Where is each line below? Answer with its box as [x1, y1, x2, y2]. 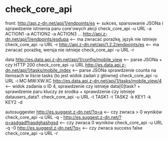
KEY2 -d [5, 99, 23, 105]
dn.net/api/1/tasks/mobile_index [5, 67, 71, 73]
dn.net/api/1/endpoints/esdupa [5, 36, 69, 42]
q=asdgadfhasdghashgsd [5, 119, 59, 125]
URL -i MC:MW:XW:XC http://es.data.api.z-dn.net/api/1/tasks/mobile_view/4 [5, 78, 162, 84]
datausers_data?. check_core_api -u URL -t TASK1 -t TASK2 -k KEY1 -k [5, 94, 151, 100]
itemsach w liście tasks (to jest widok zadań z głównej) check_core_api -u [5, 72, 158, 78]
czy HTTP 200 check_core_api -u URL [5, 62, 84, 68]
